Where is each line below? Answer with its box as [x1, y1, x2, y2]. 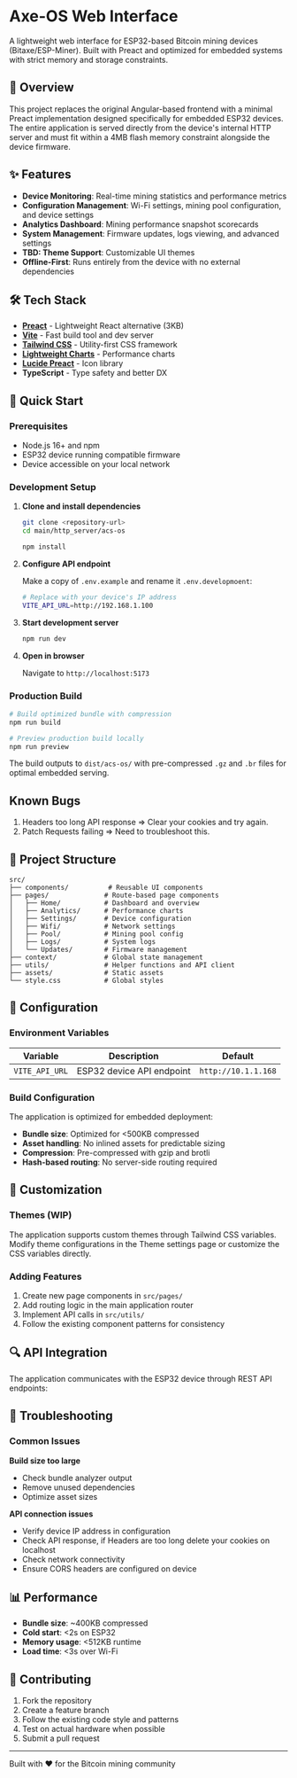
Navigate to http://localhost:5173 [21, 667, 150, 678]
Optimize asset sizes [21, 1491, 98, 1501]
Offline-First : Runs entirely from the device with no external [21, 256, 240, 267]
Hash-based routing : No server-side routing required [21, 1157, 217, 1167]
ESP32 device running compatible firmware [21, 449, 181, 460]
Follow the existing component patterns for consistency [21, 1319, 225, 1329]
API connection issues [9, 1509, 94, 1519]
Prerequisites [9, 419, 68, 432]
